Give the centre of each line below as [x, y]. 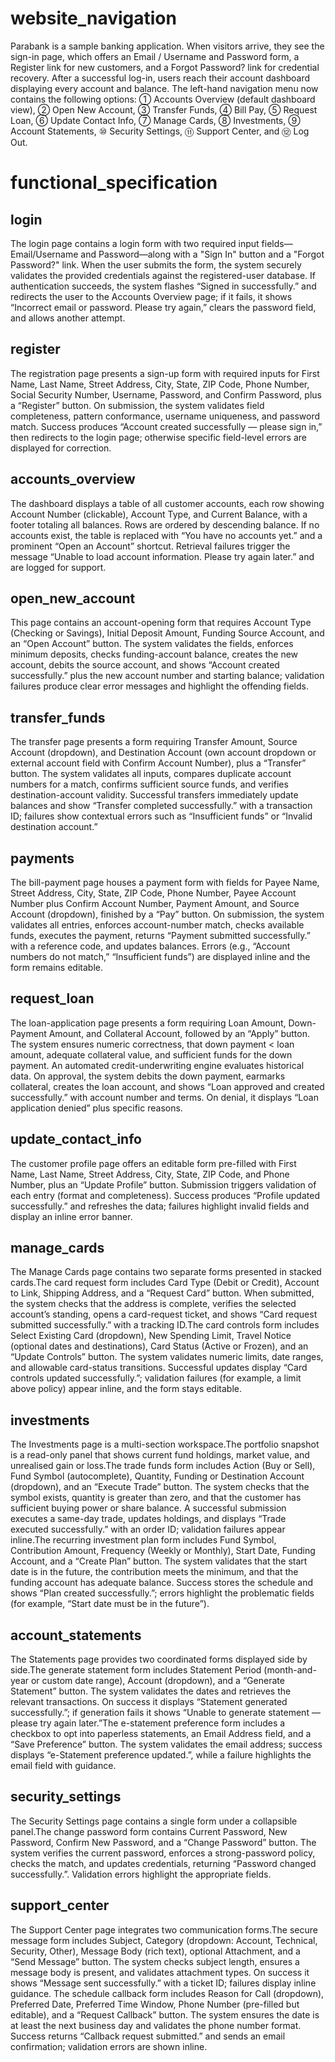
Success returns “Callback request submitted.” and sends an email [148, 2036]
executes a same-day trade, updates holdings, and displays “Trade [148, 1519]
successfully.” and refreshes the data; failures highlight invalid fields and [160, 1206]
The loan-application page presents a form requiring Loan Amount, [148, 1023]
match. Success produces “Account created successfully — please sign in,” [166, 426]
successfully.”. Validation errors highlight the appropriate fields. [141, 1874]
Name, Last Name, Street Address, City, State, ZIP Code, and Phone [150, 1174]
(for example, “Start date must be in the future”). [110, 1604]
